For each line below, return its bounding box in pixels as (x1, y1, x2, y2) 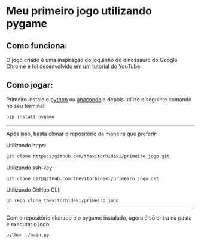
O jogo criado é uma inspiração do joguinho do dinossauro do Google (6, 57, 178, 63)
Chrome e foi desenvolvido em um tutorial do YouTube (6, 63, 141, 70)
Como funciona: (6, 41, 68, 51)
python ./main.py (6, 232, 50, 238)
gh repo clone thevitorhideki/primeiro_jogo (6, 198, 119, 204)
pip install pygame (6, 113, 55, 120)
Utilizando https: (6, 141, 47, 149)
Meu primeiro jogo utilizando (6, 4, 153, 18)
